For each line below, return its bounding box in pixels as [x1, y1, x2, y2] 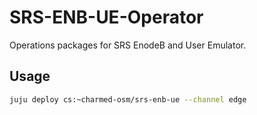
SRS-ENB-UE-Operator [9, 6, 204, 29]
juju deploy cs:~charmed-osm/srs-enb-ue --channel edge [9, 94, 247, 105]
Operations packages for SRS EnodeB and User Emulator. [9, 39, 247, 51]
